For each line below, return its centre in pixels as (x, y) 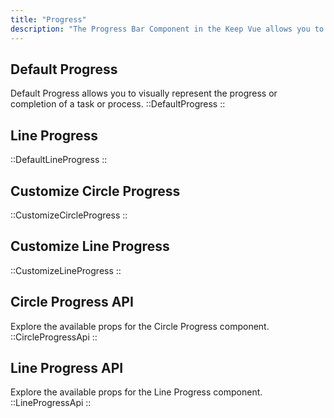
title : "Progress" (48, 19)
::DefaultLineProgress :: (59, 160)
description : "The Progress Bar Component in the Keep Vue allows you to (167, 29)
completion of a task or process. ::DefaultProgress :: (118, 104)
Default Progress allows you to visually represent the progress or (144, 93)
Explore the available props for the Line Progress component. (136, 392)
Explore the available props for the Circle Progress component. (140, 326)
